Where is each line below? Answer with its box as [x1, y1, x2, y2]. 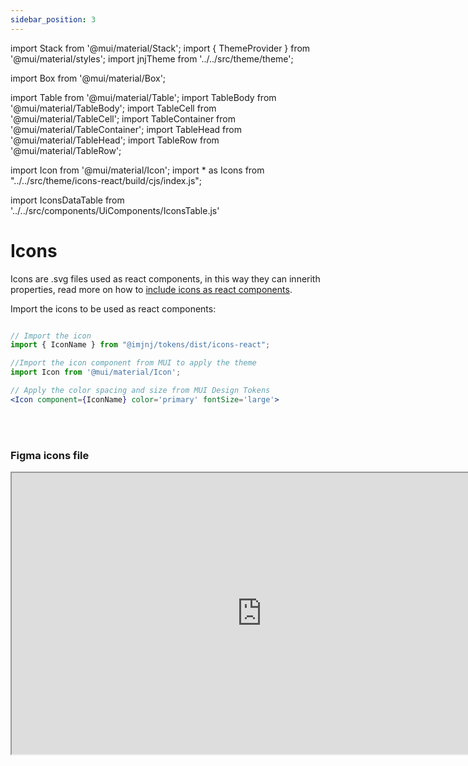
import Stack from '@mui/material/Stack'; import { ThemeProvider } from [10, 42, 311, 54]
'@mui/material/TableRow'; [10, 144, 122, 156]
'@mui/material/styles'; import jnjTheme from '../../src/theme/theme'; [10, 52, 294, 65]
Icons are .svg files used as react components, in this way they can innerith [10, 272, 321, 285]
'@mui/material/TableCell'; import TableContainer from [10, 112, 236, 125]
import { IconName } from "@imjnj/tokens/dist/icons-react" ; [10, 340, 271, 350]
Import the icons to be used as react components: [10, 302, 217, 315]
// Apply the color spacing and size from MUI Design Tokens [10, 386, 271, 396]
